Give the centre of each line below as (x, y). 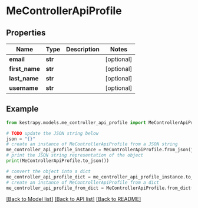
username (24, 88)
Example (22, 109)
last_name (24, 78)
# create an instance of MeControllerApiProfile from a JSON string (92, 144)
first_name (24, 69)
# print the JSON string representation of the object (75, 155)
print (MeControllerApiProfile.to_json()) (58, 161)
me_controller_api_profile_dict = (49, 177)
